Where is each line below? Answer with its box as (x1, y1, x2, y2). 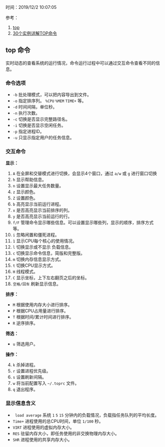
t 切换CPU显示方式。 (12, 263, 56, 268)
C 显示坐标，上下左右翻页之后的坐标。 (12, 275, 90, 281)
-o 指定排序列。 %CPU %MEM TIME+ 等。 (12, 98, 86, 104)
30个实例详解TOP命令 (12, 30, 57, 36)
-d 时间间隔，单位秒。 (12, 104, 58, 110)
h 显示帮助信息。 (12, 177, 47, 183)
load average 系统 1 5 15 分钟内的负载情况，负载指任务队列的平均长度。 (15, 412, 160, 418)
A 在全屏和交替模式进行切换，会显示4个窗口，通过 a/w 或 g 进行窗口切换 (12, 171, 157, 177)
